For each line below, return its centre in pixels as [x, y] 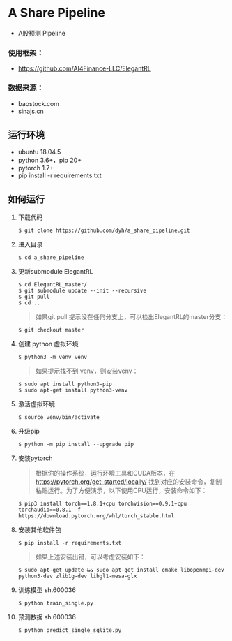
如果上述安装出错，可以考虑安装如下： [90, 557]
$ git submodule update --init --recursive [82, 291]
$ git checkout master [51, 330]
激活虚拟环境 [36, 404]
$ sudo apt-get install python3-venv [73, 390]
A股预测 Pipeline [41, 33]
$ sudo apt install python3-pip [65, 384]
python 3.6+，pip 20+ [50, 160]
